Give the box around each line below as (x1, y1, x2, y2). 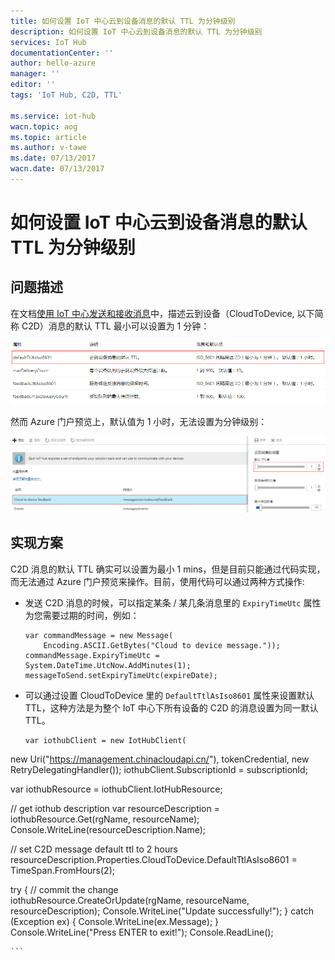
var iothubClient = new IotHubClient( (24, 735, 187, 745)
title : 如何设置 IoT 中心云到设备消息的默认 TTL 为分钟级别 (10, 16, 236, 26)
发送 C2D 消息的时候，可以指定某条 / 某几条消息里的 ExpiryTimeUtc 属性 (24, 596, 322, 609)
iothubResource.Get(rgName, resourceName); (10, 813, 200, 825)
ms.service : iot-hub (10, 111, 97, 121)
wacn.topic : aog (10, 121, 78, 132)
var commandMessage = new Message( (24, 630, 174, 640)
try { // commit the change (10, 883, 119, 895)
